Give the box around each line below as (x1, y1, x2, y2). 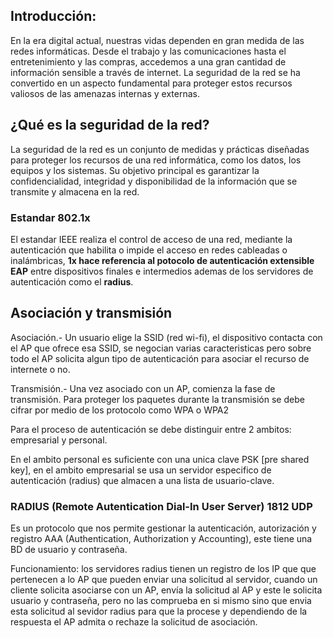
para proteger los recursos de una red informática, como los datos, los (10, 154, 302, 166)
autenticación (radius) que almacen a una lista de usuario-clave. (10, 474, 275, 486)
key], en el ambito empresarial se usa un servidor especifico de (10, 464, 272, 476)
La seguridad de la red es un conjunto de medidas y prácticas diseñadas (10, 143, 310, 155)
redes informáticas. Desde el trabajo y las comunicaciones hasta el (10, 45, 287, 57)
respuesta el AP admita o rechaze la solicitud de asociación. (10, 616, 258, 628)
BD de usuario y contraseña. (10, 544, 128, 556)
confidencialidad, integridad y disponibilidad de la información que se (10, 175, 298, 187)
